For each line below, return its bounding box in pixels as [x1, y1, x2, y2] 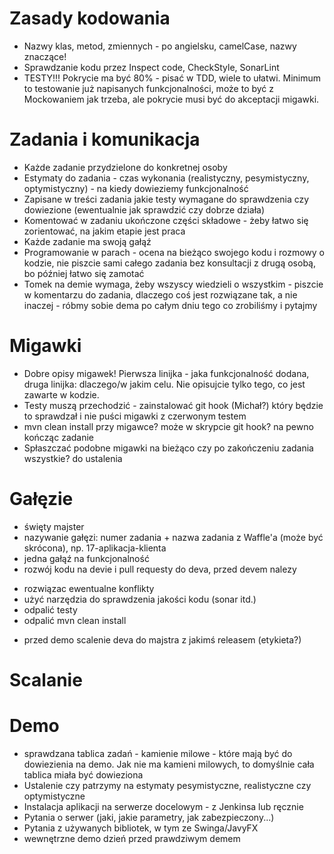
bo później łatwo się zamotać [23, 267, 145, 279]
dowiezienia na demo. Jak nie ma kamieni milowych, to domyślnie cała [23, 758, 315, 770]
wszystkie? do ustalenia [23, 452, 123, 464]
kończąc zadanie [23, 431, 95, 443]
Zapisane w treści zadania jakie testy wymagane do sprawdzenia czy [23, 193, 310, 205]
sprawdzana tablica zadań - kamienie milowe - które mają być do [23, 747, 293, 759]
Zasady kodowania [9, 7, 171, 30]
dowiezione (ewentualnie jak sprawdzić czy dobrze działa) [23, 203, 266, 216]
